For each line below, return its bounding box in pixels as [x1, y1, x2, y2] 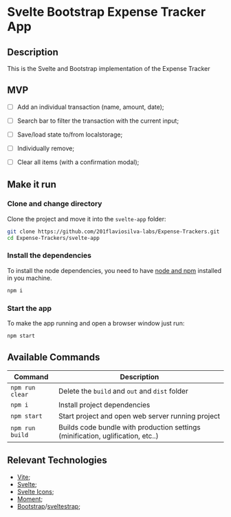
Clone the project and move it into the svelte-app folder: [7, 214, 166, 223]
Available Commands [7, 352, 100, 363]
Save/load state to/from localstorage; [16, 130, 123, 139]
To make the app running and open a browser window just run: [7, 319, 185, 327]
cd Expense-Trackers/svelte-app [7, 234, 100, 241]
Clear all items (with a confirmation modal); [16, 158, 140, 166]
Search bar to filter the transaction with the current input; [16, 116, 179, 125]
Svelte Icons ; [16, 487, 54, 496]
